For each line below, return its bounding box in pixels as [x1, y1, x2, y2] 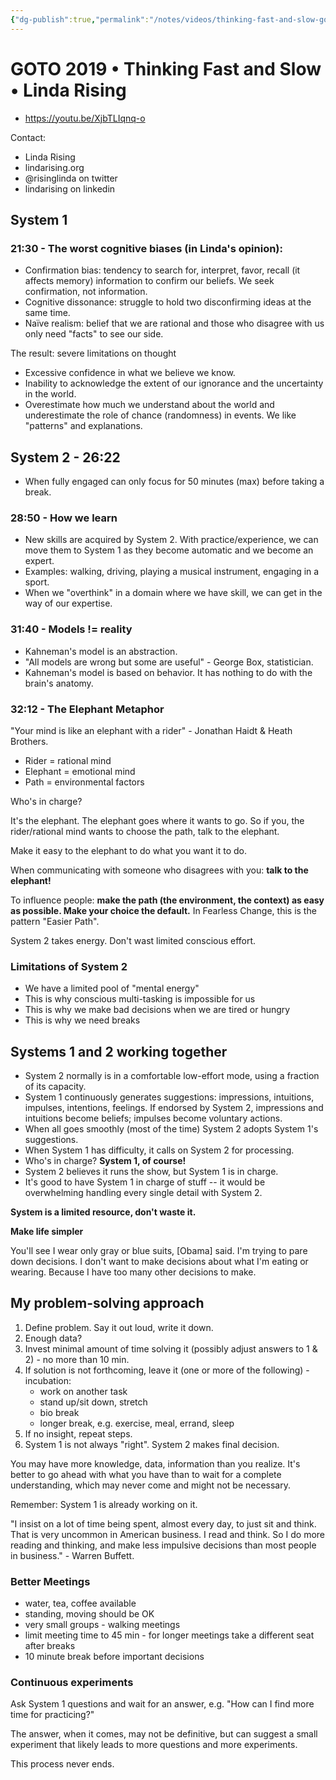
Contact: [10, 131, 47, 143]
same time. [24, 307, 71, 319]
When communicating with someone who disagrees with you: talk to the [10, 864, 309, 876]
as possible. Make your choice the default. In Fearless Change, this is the [10, 904, 317, 916]
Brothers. [10, 735, 49, 747]
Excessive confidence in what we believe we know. [24, 367, 236, 379]
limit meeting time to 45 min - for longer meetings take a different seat [24, 1629, 315, 1641]
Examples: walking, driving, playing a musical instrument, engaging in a [24, 566, 320, 578]
